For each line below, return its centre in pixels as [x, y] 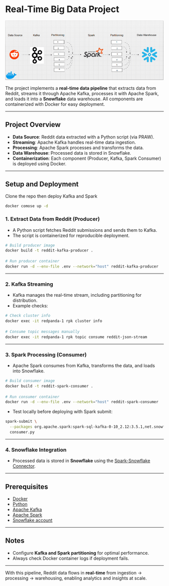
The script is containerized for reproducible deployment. [71, 235]
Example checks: [30, 306]
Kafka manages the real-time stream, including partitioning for [77, 295]
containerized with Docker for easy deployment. [55, 104]
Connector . [24, 466]
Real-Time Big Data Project [62, 9]
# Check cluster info [28, 316]
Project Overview [33, 125]
